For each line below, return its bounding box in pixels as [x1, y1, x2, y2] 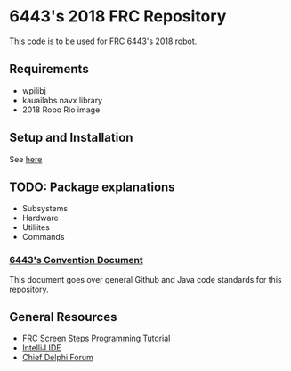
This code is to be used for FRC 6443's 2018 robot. [9, 36, 198, 46]
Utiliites [21, 222, 51, 233]
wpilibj [21, 85, 46, 95]
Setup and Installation [9, 130, 133, 145]
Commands [21, 232, 65, 243]
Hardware [21, 212, 60, 224]
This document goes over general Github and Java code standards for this [9, 274, 282, 284]
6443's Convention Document [9, 254, 144, 267]
